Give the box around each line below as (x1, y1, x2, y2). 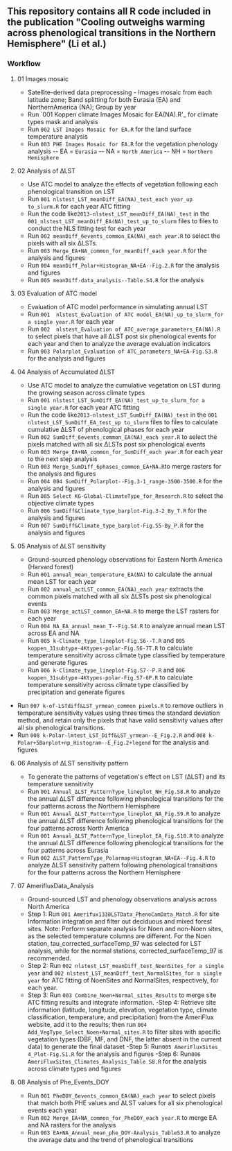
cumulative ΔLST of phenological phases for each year (27, 425, 185, 433)
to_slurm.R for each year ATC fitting (27, 202, 131, 210)
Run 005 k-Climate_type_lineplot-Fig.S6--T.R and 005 (27, 636, 186, 644)
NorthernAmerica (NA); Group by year (27, 103, 137, 111)
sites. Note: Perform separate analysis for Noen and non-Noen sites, (27, 924, 224, 933)
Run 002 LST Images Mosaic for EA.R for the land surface (27, 125, 192, 133)
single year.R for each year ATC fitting (27, 403, 140, 411)
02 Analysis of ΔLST (17, 166, 76, 175)
